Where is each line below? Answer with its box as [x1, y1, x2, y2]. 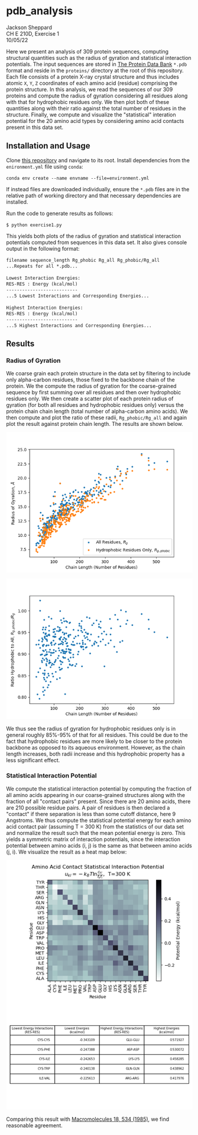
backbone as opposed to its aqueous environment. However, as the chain [6, 744, 185, 751]
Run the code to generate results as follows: [6, 210, 113, 217]
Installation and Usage [6, 141, 90, 151]
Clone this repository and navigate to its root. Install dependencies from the [6, 156, 190, 164]
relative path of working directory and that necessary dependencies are [6, 192, 181, 199]
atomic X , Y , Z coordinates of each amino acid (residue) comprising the [6, 79, 177, 87]
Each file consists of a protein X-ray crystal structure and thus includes [6, 73, 179, 80]
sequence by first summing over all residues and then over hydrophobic [6, 389, 181, 396]
